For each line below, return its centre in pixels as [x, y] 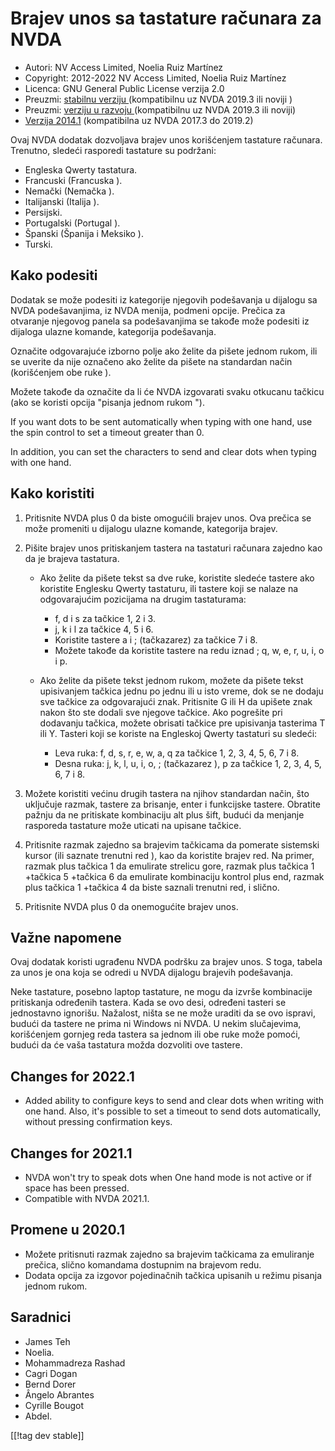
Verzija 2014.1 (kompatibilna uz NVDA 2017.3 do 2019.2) [139, 120]
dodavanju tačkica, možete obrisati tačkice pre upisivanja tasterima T [182, 723]
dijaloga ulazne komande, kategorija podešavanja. [113, 331]
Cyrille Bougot [54, 1405]
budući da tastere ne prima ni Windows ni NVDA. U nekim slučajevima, [156, 1024]
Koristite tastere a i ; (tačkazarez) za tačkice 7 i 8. [156, 639]
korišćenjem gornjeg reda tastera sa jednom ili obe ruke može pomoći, [155, 1034]
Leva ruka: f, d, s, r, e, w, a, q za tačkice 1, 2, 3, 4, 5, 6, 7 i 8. [177, 753]
